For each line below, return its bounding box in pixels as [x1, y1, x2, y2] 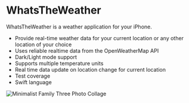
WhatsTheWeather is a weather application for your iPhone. [6, 23, 152, 30]
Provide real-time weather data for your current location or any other [14, 34, 184, 41]
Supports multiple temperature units [14, 60, 104, 67]
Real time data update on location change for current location [14, 66, 166, 73]
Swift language [14, 78, 52, 86]
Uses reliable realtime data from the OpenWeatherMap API [14, 47, 159, 54]
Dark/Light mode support [14, 53, 78, 60]
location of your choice [14, 41, 72, 48]
